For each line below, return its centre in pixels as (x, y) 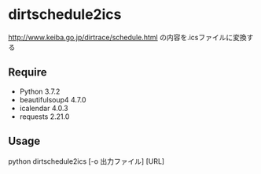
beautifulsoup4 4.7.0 (53, 99)
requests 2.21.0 (44, 117)
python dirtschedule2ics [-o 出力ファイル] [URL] (86, 161)
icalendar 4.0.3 (44, 108)
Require (28, 72)
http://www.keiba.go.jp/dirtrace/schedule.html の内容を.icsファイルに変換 (127, 37)
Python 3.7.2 (40, 91)
